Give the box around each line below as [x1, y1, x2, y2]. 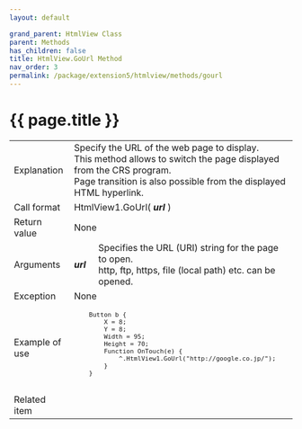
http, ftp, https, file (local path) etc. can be [98, 264, 276, 276]
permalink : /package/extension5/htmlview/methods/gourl [9, 71, 223, 81]
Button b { [88, 310, 128, 319]
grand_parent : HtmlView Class [9, 29, 123, 39]
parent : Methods [9, 38, 70, 47]
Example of [13, 335, 62, 348]
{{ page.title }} [9, 110, 120, 130]
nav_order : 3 [9, 63, 58, 72]
